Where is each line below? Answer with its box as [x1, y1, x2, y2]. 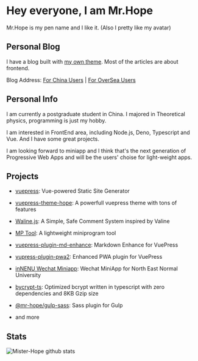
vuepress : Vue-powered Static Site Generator [15, 187, 130, 195]
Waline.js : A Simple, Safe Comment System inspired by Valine [15, 218, 170, 225]
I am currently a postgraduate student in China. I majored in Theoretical [6, 110, 186, 117]
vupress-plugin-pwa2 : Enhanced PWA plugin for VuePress [15, 253, 163, 261]
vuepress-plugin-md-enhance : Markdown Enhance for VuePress [15, 241, 179, 248]
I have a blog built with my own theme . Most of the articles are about [6, 58, 179, 65]
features [15, 206, 37, 213]
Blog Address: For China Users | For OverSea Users [6, 76, 136, 83]
